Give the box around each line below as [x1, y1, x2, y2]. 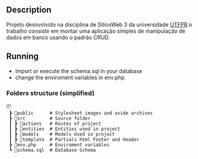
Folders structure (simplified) [6, 89, 95, 97]
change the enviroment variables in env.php [15, 74, 125, 81]
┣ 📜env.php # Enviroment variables [8, 141, 110, 148]
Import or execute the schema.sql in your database [15, 67, 142, 74]
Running [6, 51, 39, 62]
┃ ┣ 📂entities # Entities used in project [8, 126, 120, 132]
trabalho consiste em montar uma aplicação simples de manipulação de [6, 27, 186, 34]
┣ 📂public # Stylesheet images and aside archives [8, 110, 153, 116]
